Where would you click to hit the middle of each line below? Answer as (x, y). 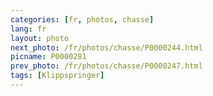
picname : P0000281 (48, 57)
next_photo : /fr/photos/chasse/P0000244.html (106, 47)
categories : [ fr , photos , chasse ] (82, 19)
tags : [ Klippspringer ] (57, 76)
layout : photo (40, 38)
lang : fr (28, 29)
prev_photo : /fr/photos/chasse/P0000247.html (106, 66)
